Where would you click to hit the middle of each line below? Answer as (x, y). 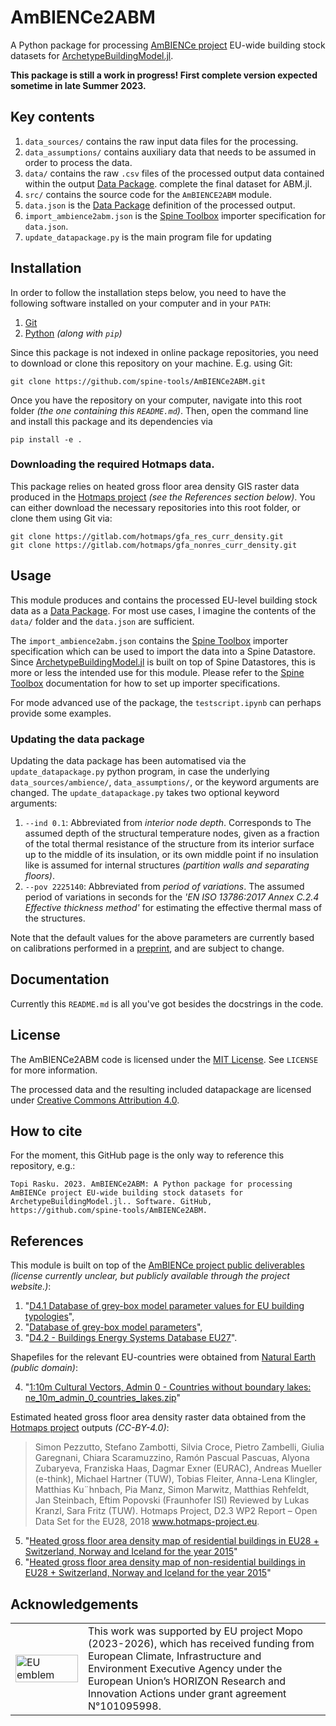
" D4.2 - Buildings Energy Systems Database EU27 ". (131, 1338)
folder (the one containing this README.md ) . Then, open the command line (159, 410)
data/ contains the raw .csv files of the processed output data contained (174, 173)
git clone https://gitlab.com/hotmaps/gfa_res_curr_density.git (147, 536)
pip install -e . (46, 439)
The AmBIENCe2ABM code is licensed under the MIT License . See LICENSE (164, 1059)
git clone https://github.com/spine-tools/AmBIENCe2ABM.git (138, 381)
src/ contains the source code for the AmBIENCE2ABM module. (148, 194)
